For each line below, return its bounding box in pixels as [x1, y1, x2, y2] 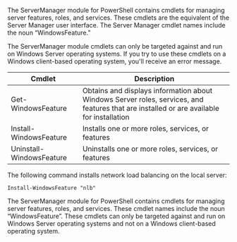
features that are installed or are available [82, 104, 220, 113]
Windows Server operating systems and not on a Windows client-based [7, 219, 217, 228]
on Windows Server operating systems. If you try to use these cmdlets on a [7, 49, 226, 58]
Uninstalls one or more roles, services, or [82, 144, 219, 154]
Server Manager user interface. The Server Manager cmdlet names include [7, 21, 226, 29]
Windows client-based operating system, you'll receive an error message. [7, 57, 222, 66]
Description [133, 74, 175, 83]
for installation [82, 112, 130, 122]
